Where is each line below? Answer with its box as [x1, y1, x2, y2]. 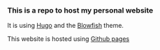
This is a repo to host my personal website [7, 6, 154, 15]
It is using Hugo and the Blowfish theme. [7, 22, 124, 30]
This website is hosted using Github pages [7, 35, 130, 43]
